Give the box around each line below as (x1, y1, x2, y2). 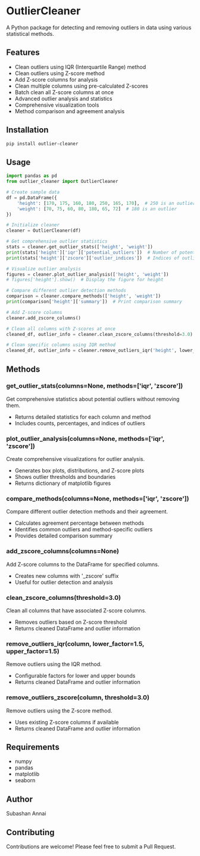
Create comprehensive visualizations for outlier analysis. (6, 456, 145, 463)
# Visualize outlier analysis (6, 266, 82, 272)
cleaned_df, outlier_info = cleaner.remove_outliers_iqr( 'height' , (6, 347, 177, 354)
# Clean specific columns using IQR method (6, 342, 116, 348)
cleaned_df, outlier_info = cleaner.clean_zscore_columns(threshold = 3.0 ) (6, 331, 193, 337)
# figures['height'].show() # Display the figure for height (6, 277, 164, 283)
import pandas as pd (6, 173, 58, 179)
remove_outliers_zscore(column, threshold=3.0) (6, 693, 150, 702)
